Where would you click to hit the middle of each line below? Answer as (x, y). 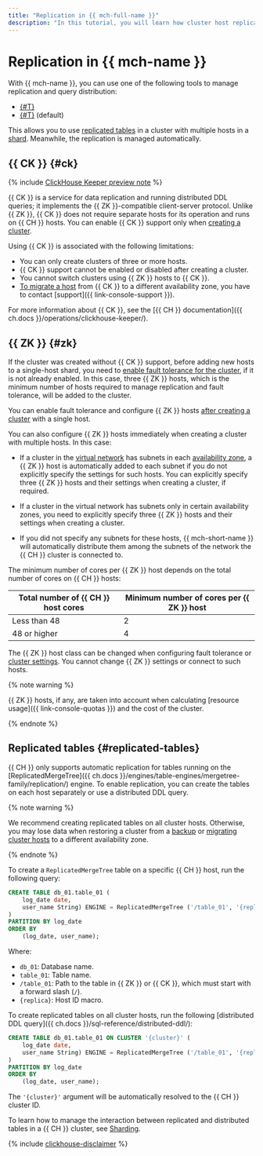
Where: (20, 951)
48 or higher (35, 634)
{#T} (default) (41, 115)
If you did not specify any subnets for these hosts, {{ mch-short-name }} (137, 538)
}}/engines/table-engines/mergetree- (180, 775)
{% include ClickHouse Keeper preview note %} (85, 182)
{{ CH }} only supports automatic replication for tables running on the (120, 767)
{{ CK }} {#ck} (43, 163)
